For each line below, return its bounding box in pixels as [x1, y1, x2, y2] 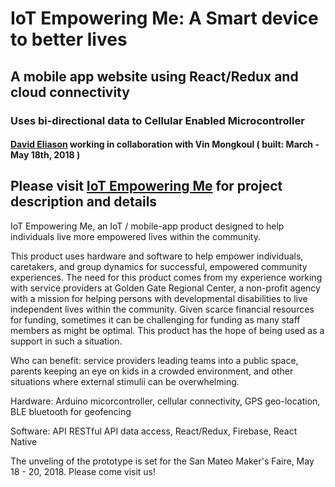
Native [10, 435, 38, 447]
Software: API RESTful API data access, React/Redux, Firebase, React [10, 425, 298, 437]
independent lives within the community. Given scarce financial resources [10, 303, 315, 315]
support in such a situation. [10, 335, 123, 347]
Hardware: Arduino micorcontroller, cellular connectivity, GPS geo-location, [10, 395, 321, 407]
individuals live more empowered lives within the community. [10, 230, 261, 242]
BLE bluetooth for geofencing [10, 405, 132, 417]
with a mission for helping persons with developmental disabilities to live [10, 292, 308, 304]
